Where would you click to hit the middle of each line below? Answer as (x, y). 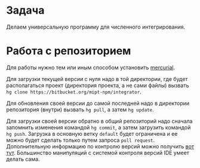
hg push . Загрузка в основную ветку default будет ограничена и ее (92, 133)
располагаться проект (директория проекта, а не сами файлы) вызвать (98, 85)
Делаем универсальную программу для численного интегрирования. (96, 27)
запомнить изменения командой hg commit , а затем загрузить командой (99, 127)
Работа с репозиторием (69, 51)
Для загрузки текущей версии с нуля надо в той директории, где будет (97, 79)
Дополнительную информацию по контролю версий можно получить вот (100, 146)
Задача (25, 10)
